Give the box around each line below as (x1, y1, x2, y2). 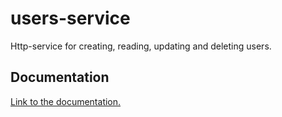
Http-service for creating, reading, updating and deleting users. (10, 40, 272, 52)
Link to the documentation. (10, 95, 122, 107)
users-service (10, 7, 131, 30)
